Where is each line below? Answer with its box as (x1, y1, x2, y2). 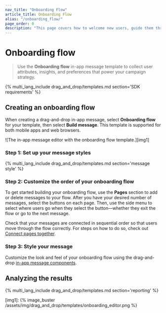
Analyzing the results (5, 274, 73, 283)
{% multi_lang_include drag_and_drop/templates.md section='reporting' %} (5, 287, 159, 293)
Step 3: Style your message (5, 243, 73, 250)
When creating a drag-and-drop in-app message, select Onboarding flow (5, 116, 156, 122)
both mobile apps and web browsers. (5, 127, 81, 133)
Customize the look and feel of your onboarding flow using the (5, 254, 132, 260)
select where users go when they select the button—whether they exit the (5, 205, 156, 211)
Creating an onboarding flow (5, 103, 95, 112)
